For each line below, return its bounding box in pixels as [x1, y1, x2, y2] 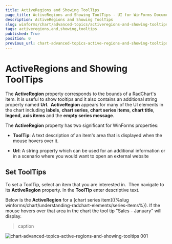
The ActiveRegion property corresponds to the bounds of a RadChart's [5, 91, 156, 97]
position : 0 [5, 36, 31, 41]
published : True [5, 31, 40, 36]
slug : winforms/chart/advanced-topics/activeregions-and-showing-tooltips [5, 21, 168, 27]
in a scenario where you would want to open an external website [12, 153, 149, 159]
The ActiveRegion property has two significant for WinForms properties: [5, 122, 159, 128]
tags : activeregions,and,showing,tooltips [5, 27, 97, 32]
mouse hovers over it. [12, 138, 59, 144]
